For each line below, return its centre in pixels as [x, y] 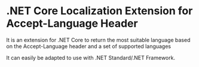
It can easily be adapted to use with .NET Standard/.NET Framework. [91, 58]
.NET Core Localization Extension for [99, 11]
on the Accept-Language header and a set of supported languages [89, 46]
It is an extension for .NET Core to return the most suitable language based [98, 40]
